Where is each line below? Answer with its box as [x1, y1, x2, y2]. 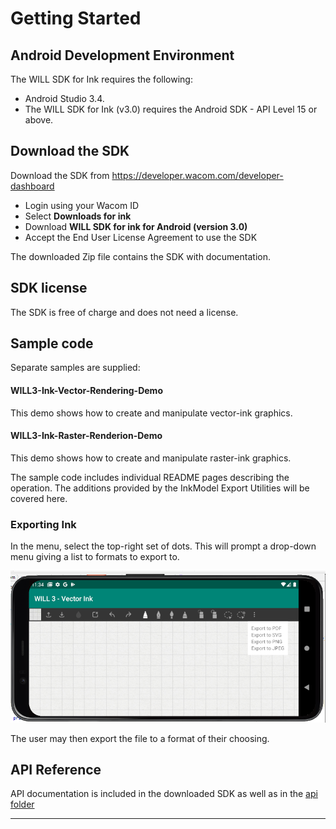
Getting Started [10, 7, 142, 30]
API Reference [10, 761, 102, 778]
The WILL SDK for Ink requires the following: [10, 73, 193, 85]
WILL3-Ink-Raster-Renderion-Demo [10, 430, 163, 442]
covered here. [10, 492, 68, 504]
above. [24, 114, 54, 126]
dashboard [10, 180, 55, 192]
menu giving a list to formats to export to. [10, 551, 180, 563]
